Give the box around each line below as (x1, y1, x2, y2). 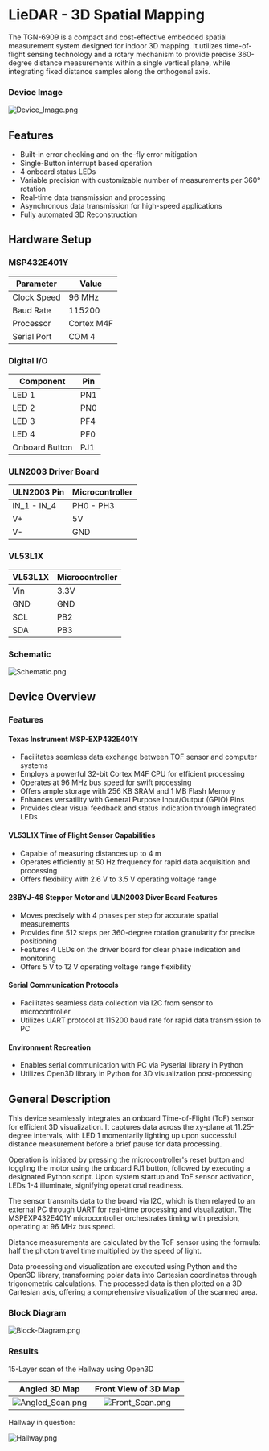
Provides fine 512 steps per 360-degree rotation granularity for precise (19, 927, 255, 937)
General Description (8, 1092, 111, 1105)
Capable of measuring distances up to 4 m (19, 848, 162, 858)
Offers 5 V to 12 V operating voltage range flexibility (19, 961, 191, 972)
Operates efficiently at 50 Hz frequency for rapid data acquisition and (19, 856, 251, 867)
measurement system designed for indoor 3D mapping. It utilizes (8, 40, 223, 50)
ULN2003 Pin (12, 487, 65, 498)
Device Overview (8, 690, 96, 704)
